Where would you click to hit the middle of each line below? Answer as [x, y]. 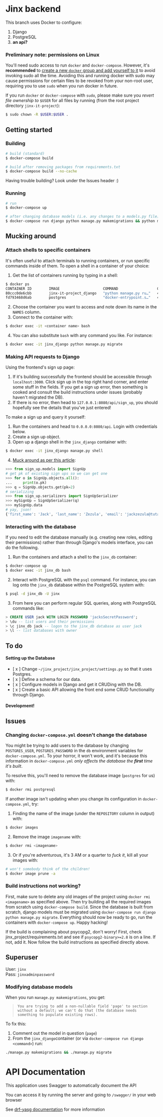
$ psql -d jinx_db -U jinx [33, 593]
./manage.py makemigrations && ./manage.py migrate [59, 1052]
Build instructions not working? [43, 886]
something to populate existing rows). [58, 1015]
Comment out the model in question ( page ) [55, 1033]
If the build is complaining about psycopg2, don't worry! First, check [74, 931]
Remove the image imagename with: [47, 837]
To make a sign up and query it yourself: [46, 417]
